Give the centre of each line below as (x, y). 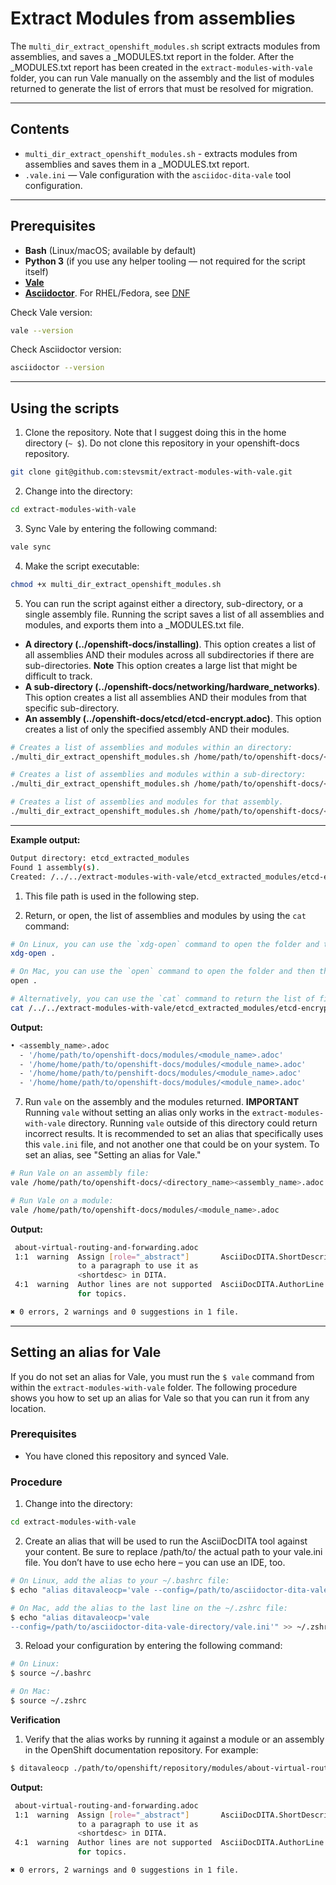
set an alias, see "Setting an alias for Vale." (113, 1155)
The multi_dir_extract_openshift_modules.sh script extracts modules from (165, 46)
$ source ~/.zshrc (48, 1701)
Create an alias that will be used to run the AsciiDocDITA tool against (166, 1541)
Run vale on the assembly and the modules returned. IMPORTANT (162, 1102)
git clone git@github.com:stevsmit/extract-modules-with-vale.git (151, 472)
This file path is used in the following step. (112, 896)
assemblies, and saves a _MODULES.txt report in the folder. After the (152, 56)
